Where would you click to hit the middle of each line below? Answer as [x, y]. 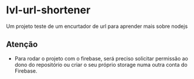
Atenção [22, 44]
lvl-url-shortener [48, 10]
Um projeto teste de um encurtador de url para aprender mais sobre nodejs [97, 26]
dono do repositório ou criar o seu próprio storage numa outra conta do [101, 64]
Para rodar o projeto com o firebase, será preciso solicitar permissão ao [101, 58]
